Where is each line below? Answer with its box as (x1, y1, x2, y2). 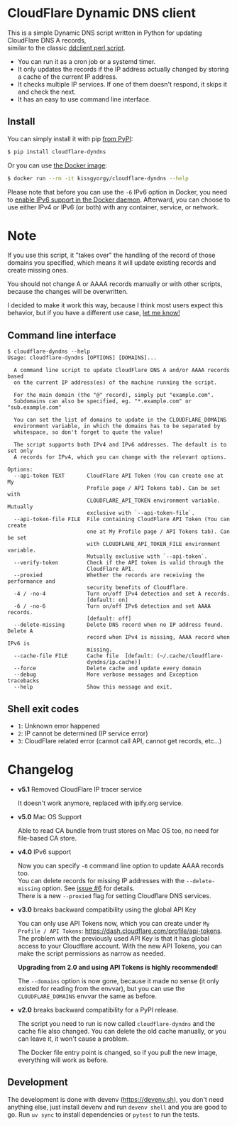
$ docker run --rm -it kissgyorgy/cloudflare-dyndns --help (7, 175, 189, 182)
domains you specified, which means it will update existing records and (7, 258, 216, 267)
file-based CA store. (17, 834, 77, 842)
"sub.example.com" (7, 404, 62, 411)
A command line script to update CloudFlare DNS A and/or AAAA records (13, 367, 231, 374)
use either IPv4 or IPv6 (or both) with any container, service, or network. (7, 202, 219, 211)
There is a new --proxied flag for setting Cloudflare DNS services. (17, 892, 211, 900)
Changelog (7, 762, 74, 778)
